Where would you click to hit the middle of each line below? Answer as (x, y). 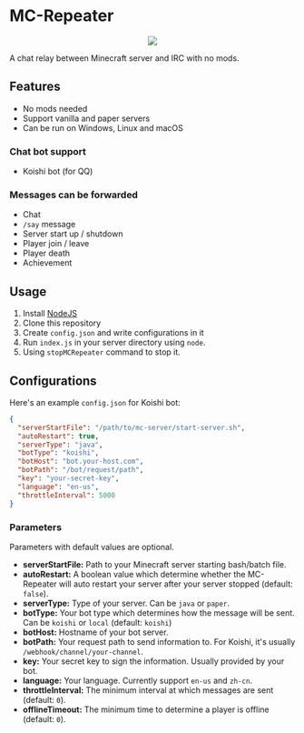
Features (35, 87)
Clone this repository (62, 323)
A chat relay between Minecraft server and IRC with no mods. (124, 58)
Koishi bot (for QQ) (58, 171)
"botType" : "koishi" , (59, 453)
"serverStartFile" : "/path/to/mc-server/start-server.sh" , (132, 427)
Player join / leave (56, 244)
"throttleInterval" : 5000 (67, 495)
